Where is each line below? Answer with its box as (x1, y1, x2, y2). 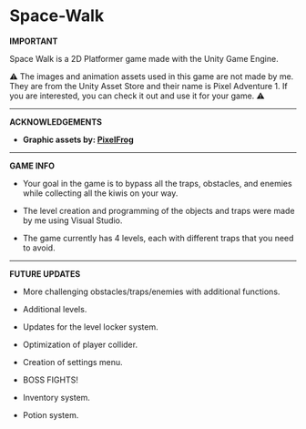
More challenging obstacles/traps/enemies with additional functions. (22, 286, 280, 297)
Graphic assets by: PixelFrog (22, 134, 134, 145)
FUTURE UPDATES (9, 268, 81, 279)
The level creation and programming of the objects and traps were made (22, 205, 295, 216)
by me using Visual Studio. (22, 215, 123, 226)
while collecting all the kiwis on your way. (22, 188, 178, 199)
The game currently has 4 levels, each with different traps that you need (22, 232, 294, 243)
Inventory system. (22, 392, 91, 403)
